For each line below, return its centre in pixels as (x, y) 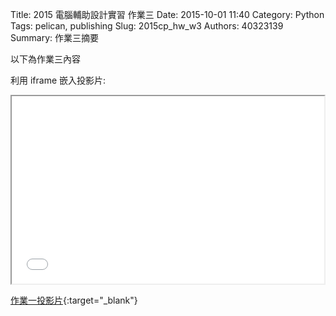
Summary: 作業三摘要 (54, 37)
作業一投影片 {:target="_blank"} (74, 300)
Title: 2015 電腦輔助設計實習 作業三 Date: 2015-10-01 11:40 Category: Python (167, 14)
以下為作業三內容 (45, 59)
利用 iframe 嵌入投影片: (58, 80)
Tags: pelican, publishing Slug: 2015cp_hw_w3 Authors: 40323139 (147, 26)
